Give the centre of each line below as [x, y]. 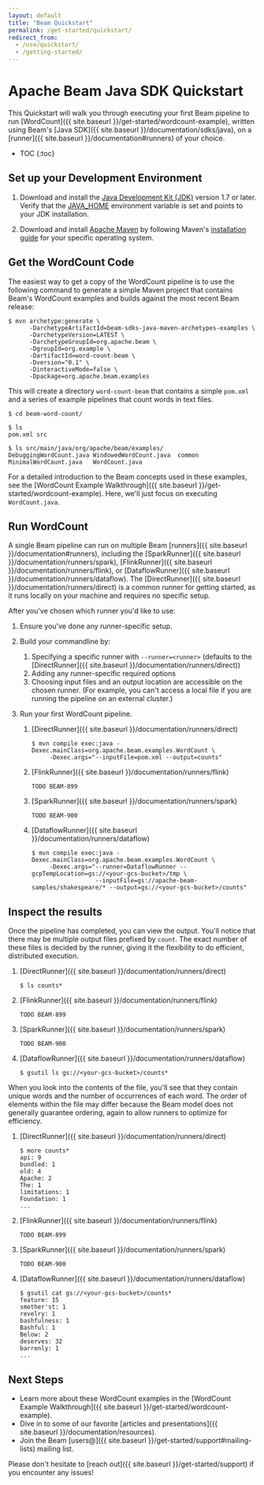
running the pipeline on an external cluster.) [102, 699]
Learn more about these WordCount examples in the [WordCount [125, 1398]
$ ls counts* [41, 986]
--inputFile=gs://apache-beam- [147, 881]
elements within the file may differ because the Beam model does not [121, 1104]
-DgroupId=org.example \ [70, 349]
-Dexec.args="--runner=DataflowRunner [113, 867]
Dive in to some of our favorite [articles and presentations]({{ [119, 1423]
